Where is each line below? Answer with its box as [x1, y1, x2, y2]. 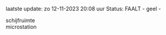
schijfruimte [5, 17, 36, 24]
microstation [5, 24, 37, 30]
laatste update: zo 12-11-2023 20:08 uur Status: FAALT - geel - [5, 5, 161, 12]
